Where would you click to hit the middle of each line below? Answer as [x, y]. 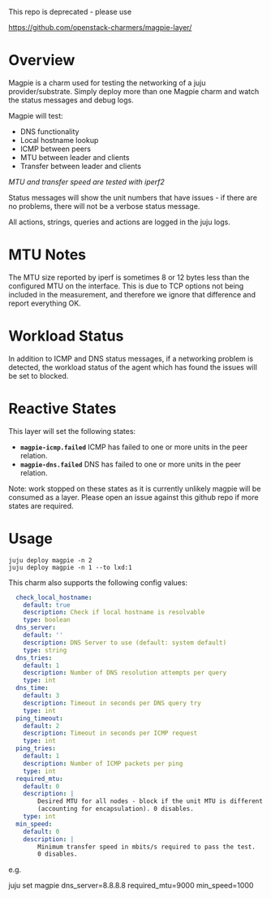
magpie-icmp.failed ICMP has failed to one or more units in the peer [134, 447]
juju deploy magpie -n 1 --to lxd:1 [70, 567]
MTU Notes [47, 255]
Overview [42, 61]
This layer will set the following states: [72, 431]
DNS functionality [49, 131]
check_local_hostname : [54, 597]
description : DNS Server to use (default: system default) [125, 642]
